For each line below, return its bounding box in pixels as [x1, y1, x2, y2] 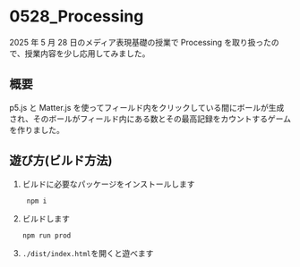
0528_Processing [9, 6, 144, 27]
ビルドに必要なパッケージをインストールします [21, 179, 195, 189]
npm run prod [21, 230, 72, 240]
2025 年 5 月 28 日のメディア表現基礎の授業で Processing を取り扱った [9, 37, 271, 47]
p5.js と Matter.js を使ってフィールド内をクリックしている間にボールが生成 [9, 102, 285, 113]
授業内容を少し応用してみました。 [24, 47, 150, 59]
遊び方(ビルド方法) [9, 154, 113, 169]
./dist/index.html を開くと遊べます [21, 247, 154, 258]
